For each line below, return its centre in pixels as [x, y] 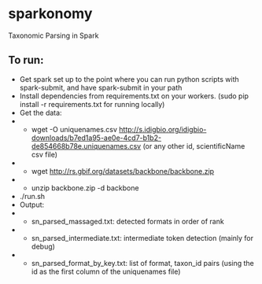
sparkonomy [50, 14]
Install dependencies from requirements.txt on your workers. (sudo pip [134, 96]
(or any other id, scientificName [194, 146]
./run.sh [32, 196]
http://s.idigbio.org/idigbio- [163, 129]
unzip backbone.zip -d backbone [85, 188]
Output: [32, 205]
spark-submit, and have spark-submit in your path [101, 87]
